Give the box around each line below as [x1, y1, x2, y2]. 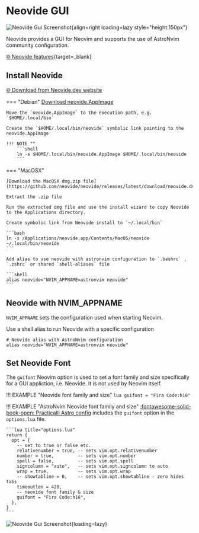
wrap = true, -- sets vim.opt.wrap [17, 468, 131, 475]
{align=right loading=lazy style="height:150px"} [71, 24, 188, 31]
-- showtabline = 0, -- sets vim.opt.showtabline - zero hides [17, 474, 184, 480]
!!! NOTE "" [6, 141, 36, 146]
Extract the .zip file [6, 194, 62, 200]
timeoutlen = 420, [17, 484, 62, 490]
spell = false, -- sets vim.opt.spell [17, 458, 134, 464]
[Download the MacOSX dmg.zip [6, 178, 81, 184]
